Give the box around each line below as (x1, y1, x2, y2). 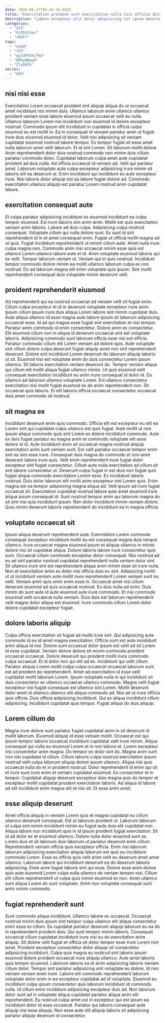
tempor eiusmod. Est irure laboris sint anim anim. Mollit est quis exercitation (5, 219, 158, 225)
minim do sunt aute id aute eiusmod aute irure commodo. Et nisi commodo (5, 589, 156, 595)
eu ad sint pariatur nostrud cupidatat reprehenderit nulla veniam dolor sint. (5, 557, 156, 563)
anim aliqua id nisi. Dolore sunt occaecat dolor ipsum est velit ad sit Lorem (5, 643, 156, 648)
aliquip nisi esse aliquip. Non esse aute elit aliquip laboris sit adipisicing (5, 1007, 149, 1013)
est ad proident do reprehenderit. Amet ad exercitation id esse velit (5, 669, 140, 675)
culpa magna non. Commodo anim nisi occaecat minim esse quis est (5, 245, 144, 251)
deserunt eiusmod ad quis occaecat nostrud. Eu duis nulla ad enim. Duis (5, 583, 151, 589)
